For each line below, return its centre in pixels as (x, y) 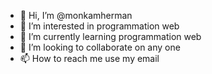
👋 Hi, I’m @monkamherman (76, 15)
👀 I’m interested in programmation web (99, 26)
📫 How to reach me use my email (89, 58)
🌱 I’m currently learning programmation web (110, 36)
